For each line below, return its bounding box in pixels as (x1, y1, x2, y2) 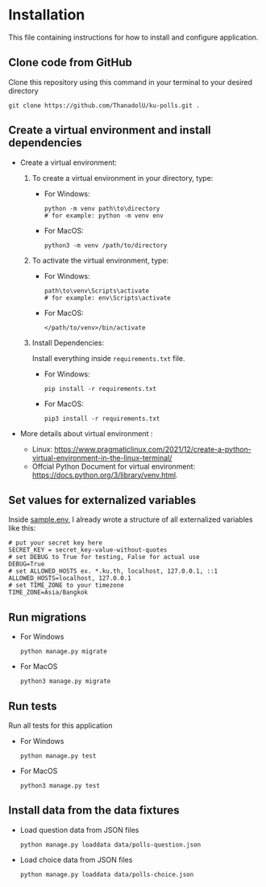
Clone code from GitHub (8, 56, 133, 69)
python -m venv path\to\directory (44, 204, 160, 212)
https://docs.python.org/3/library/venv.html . (31, 470, 178, 480)
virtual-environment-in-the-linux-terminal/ (31, 452, 172, 462)
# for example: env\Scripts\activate (44, 293, 171, 302)
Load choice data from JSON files (19, 855, 133, 864)
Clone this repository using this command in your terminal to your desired (8, 77, 252, 86)
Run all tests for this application (8, 721, 113, 730)
